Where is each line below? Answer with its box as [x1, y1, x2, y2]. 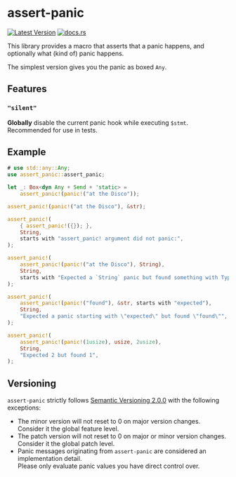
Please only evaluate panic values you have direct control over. [17, 462, 200, 471]
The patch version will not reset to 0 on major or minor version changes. [17, 432, 227, 441]
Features [7, 83, 47, 95]
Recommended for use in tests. [7, 126, 98, 134]
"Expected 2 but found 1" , [20, 351, 99, 358]
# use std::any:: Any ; [7, 165, 71, 172]
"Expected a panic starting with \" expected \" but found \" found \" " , [20, 313, 228, 320]
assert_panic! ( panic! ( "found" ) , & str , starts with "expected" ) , [20, 300, 212, 307]
